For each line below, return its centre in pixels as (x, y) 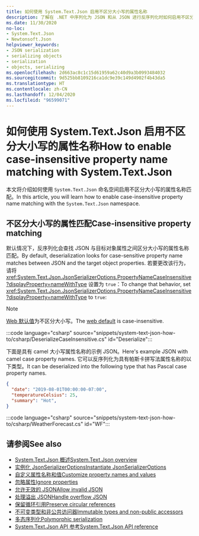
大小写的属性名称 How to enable (94, 146)
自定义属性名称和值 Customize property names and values (85, 474)
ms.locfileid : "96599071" (38, 100)
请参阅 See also (34, 444)
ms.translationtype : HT (36, 84)
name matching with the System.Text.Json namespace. (73, 203)
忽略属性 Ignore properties (46, 482)
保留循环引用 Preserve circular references (65, 504)
